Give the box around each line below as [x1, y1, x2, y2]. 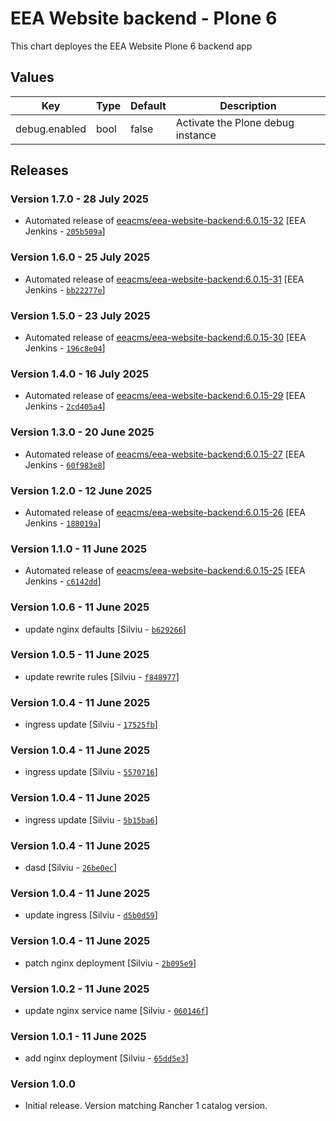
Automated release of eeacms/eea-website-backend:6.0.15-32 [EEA [24, 215, 307, 227]
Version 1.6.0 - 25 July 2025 [10, 250, 151, 264]
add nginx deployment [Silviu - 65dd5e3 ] [24, 1052, 189, 1064]
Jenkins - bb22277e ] [24, 283, 106, 296]
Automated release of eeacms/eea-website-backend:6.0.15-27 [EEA [24, 448, 306, 460]
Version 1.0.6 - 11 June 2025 [10, 600, 150, 614]
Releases [10, 162, 69, 179]
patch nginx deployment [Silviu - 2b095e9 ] [24, 957, 197, 969]
